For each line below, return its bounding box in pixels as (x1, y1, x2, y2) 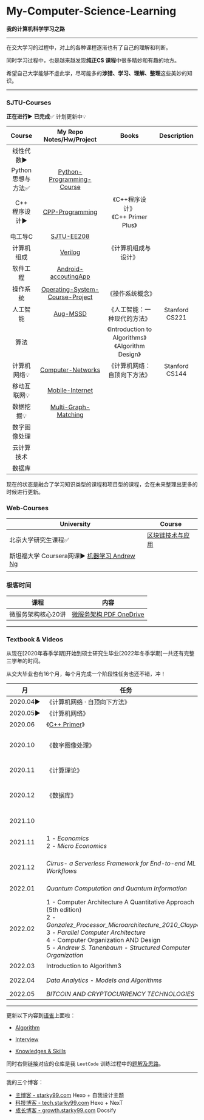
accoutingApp (50, 272, 90, 281)
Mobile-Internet (47, 386, 93, 395)
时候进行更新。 (6, 488, 44, 496)
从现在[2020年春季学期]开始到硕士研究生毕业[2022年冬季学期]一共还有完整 (6, 650, 195, 657)
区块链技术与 (146, 531, 184, 539)
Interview (15, 1036, 39, 1043)
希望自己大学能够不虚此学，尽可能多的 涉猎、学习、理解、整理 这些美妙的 (6, 69, 187, 77)
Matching (56, 411, 84, 419)
